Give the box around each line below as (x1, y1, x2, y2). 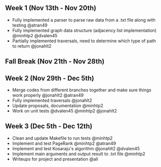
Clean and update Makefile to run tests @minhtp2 (12, 135, 113, 141)
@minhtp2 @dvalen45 (12, 32, 58, 38)
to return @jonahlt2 (12, 43, 52, 49)
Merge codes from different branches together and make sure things (12, 87, 152, 93)
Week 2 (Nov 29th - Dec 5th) (5, 74, 94, 83)
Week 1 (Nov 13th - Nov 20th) (5, 4, 97, 12)
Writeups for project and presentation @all (12, 156, 98, 162)
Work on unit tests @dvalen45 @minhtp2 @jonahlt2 (12, 108, 117, 114)
